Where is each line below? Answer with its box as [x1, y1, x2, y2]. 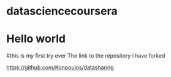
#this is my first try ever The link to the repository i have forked [6, 52, 165, 59]
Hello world [6, 32, 66, 46]
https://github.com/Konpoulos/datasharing [6, 64, 115, 71]
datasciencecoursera [6, 4, 118, 18]
